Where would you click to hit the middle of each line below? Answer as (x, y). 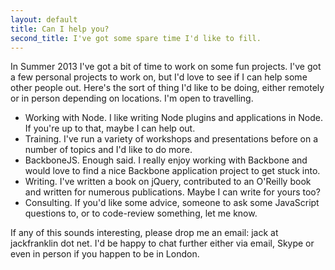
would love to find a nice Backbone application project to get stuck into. (172, 171)
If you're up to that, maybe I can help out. (110, 128)
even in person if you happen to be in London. (105, 254)
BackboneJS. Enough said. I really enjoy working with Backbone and (166, 160)
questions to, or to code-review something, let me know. (141, 213)
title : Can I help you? (60, 29)
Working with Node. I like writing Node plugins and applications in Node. (174, 118)
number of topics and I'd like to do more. (108, 150)
